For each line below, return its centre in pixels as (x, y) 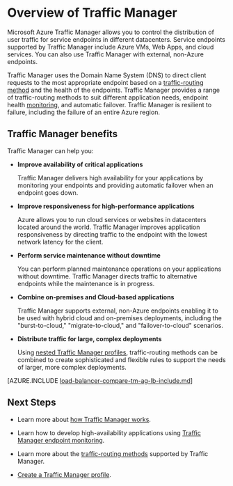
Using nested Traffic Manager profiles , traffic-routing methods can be (117, 352)
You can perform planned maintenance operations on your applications (119, 269)
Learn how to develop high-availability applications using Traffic (109, 432)
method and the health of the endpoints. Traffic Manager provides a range (114, 90)
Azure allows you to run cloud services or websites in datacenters (112, 219)
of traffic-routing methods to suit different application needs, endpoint (108, 97)
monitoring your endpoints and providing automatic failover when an (115, 185)
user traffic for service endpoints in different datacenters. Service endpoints (116, 39)
